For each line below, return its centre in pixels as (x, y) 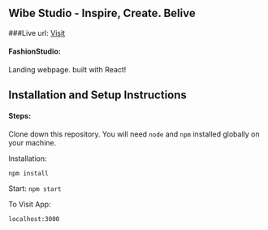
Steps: (19, 116)
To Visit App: (30, 204)
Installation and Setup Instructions (97, 95)
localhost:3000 (34, 219)
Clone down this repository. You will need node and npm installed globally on (134, 134)
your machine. (32, 142)
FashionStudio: (35, 51)
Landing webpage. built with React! (67, 70)
